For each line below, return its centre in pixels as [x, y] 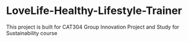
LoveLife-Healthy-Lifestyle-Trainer [94, 11]
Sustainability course [32, 33]
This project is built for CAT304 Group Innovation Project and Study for [93, 27]
